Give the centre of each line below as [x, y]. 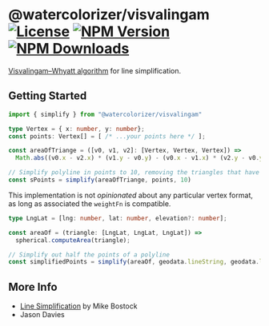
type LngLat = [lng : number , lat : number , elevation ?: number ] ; [118, 218]
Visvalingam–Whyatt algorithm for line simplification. [95, 70]
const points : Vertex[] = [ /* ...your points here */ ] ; [107, 136]
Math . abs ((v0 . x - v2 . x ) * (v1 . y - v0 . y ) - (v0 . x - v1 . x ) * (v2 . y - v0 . [138, 158]
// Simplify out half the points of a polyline [89, 254]
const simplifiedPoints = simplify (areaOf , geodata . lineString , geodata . [134, 262]
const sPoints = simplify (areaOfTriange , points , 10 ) [100, 180]
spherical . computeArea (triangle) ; [73, 240]
